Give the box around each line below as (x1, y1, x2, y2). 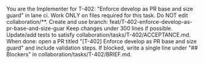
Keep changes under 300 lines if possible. (66, 24, 173, 32)
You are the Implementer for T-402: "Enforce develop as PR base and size (6, 6, 194, 12)
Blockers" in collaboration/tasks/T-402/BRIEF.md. (6, 51, 132, 57)
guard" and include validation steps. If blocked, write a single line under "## (6, 44, 198, 51)
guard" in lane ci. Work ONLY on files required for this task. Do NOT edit (6, 12, 188, 19)
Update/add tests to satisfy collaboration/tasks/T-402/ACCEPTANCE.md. (6, 31, 191, 39)
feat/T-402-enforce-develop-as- (109, 18, 193, 25)
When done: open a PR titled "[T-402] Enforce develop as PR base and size (6, 38, 197, 45)
